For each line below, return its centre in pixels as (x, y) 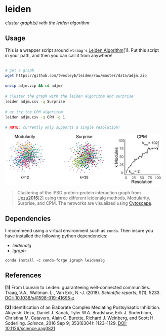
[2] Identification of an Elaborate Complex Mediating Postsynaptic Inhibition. (83, 307)
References (23, 276)
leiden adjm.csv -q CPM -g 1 (35, 117)
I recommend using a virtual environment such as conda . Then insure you (79, 230)
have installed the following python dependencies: (56, 236)
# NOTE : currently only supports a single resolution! (63, 128)
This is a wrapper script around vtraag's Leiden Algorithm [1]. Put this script (82, 50)
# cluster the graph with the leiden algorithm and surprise (69, 96)
